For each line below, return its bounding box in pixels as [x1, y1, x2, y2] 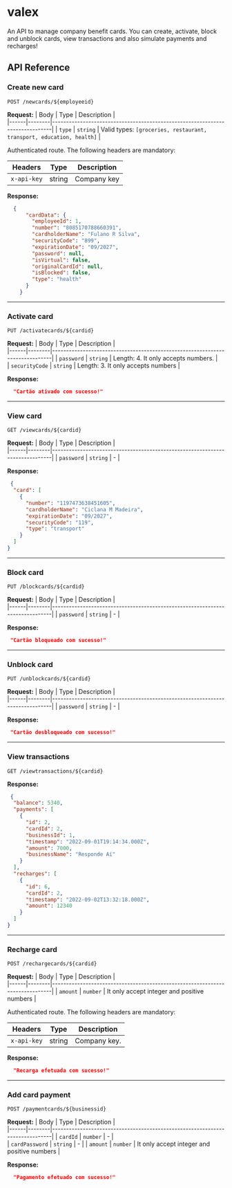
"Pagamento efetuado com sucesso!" [13, 1174, 116, 1181]
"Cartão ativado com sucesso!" [13, 388, 104, 395]
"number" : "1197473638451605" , [25, 500, 116, 506]
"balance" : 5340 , [13, 800, 64, 807]
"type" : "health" [32, 276, 81, 283]
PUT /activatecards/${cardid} [7, 327, 95, 334]
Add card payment [7, 1090, 71, 1100]
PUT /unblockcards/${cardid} [7, 675, 91, 682]
